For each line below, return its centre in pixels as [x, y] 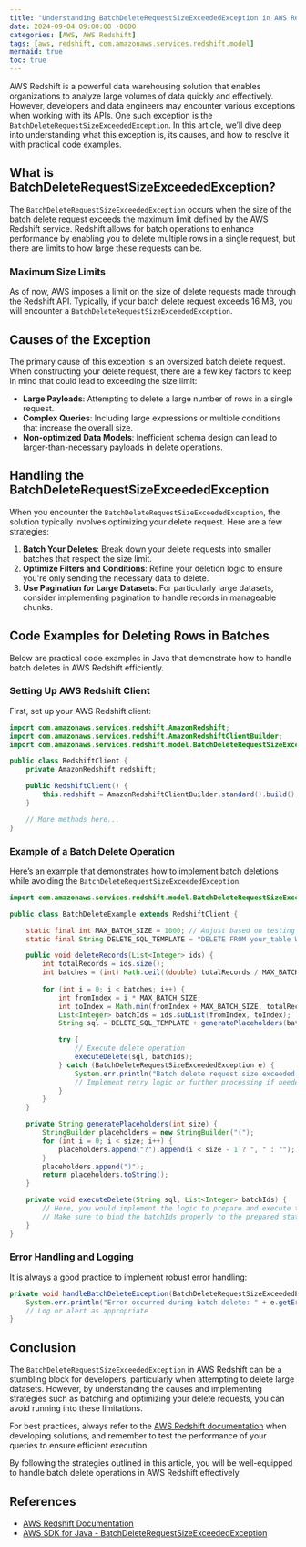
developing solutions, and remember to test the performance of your [138, 1436]
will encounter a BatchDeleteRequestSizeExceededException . [121, 311]
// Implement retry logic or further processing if [174, 1082]
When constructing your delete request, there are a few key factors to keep [151, 371]
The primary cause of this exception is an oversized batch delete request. [148, 361]
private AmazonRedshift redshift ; [91, 770]
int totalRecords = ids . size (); [104, 964]
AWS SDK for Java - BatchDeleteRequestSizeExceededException [145, 1532]
